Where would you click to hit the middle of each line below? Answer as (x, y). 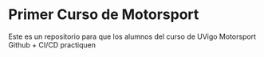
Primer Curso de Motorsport (104, 15)
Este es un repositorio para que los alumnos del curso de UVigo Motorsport (132, 36)
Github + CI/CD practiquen (52, 44)
